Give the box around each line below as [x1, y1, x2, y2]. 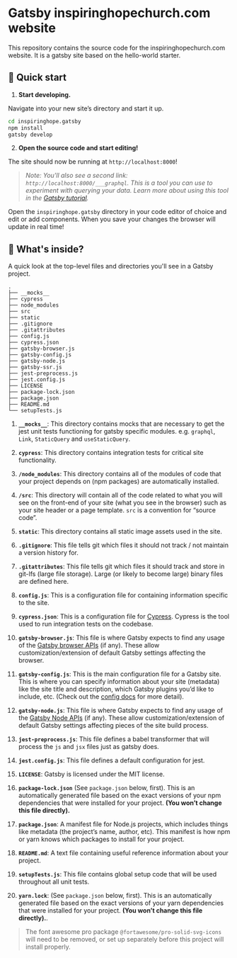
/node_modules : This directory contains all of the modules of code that [18, 470, 221, 478]
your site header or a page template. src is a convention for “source [18, 506, 216, 514]
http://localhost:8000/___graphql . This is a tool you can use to [25, 179, 213, 187]
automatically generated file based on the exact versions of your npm [18, 791, 221, 800]
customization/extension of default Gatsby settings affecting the [18, 648, 206, 657]
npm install [8, 124, 43, 132]
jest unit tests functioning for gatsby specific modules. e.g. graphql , [18, 427, 216, 436]
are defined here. [18, 577, 69, 586]
